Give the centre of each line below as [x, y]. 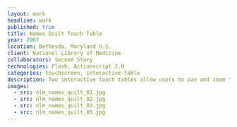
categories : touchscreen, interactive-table [74, 73]
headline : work [30, 20]
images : [19, 86]
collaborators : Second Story [50, 60]
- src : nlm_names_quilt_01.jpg [60, 92]
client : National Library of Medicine [64, 54]
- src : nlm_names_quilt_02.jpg [60, 99]
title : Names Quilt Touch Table [55, 34]
